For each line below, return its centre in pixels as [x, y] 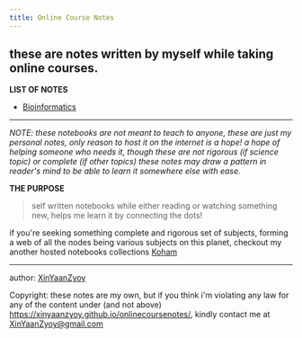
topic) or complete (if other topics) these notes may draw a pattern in [138, 162]
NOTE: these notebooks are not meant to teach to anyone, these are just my [151, 133]
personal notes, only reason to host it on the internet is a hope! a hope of [145, 142]
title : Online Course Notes [62, 18]
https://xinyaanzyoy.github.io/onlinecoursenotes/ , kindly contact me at [140, 315]
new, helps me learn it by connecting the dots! [117, 216]
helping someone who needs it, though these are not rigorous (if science [144, 152]
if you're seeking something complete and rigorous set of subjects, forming [149, 233]
